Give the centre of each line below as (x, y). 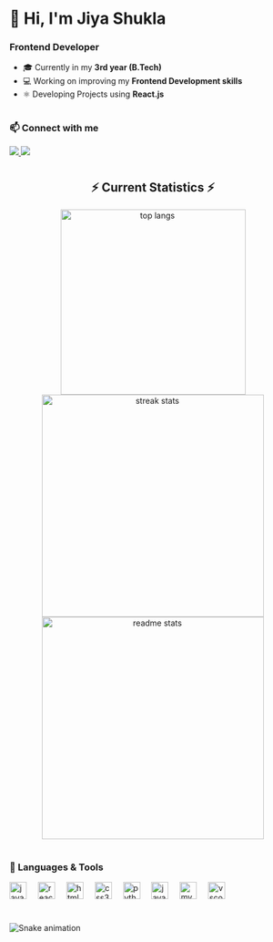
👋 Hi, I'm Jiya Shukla (88, 19)
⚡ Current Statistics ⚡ (153, 187)
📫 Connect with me (54, 128)
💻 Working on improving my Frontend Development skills (132, 81)
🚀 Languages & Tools (56, 867)
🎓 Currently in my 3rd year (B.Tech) (92, 67)
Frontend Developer (55, 47)
